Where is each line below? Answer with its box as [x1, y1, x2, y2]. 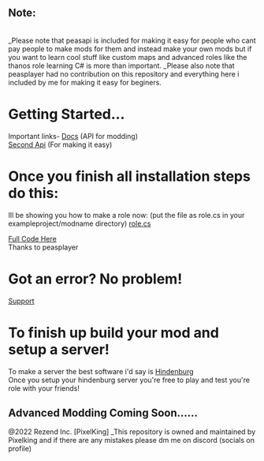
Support [8, 296, 35, 305]
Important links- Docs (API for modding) [8, 131, 139, 141]
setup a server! [8, 340, 110, 358]
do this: [8, 184, 59, 202]
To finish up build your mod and [8, 324, 219, 342]
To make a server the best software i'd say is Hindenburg [8, 366, 195, 376]
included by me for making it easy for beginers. [8, 77, 162, 87]
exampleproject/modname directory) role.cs [8, 219, 151, 228]
